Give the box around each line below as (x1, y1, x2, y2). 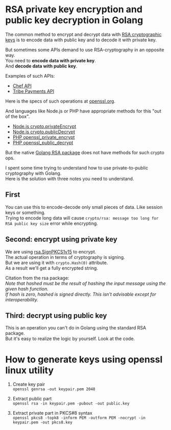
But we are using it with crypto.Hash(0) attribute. (5, 259, 108, 266)
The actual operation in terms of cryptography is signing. (5, 254, 125, 260)
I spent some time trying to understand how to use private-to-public (5, 164, 149, 171)
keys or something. (5, 209, 46, 216)
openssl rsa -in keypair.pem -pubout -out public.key (12, 401, 130, 407)
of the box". (5, 113, 30, 120)
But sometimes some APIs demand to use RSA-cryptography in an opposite (5, 46, 164, 53)
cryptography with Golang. (5, 170, 62, 176)
